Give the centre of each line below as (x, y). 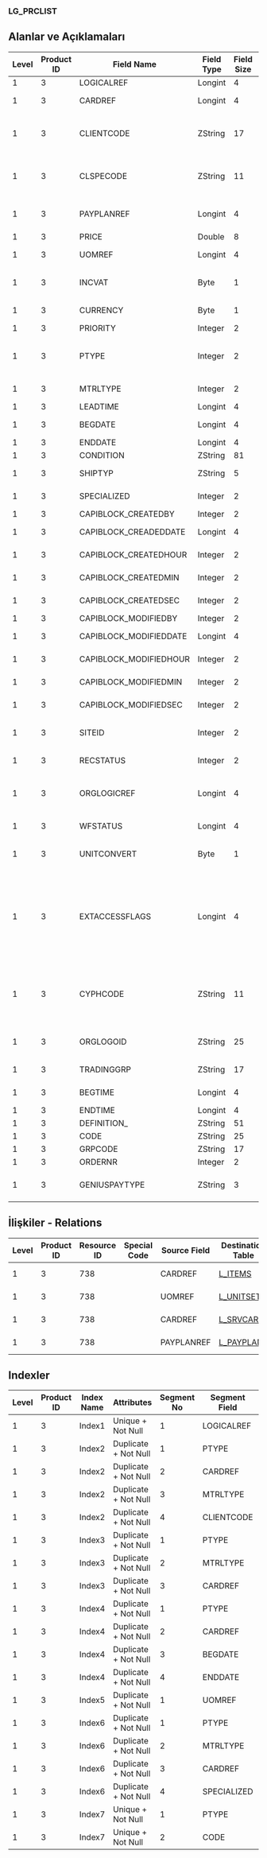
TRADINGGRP (105, 1069)
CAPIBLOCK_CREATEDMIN (129, 577)
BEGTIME (97, 1092)
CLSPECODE (103, 176)
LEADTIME (99, 406)
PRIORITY (98, 328)
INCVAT (94, 282)
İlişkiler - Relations (55, 1223)
